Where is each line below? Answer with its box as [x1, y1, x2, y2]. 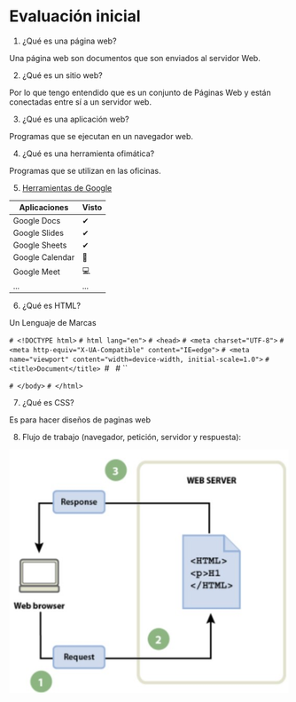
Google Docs [12, 215, 61, 225]
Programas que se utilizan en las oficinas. [9, 165, 161, 176]
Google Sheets [12, 240, 67, 250]
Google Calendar [12, 252, 75, 263]
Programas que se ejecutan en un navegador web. [9, 130, 193, 141]
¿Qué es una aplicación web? [21, 114, 130, 124]
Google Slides [12, 227, 65, 238]
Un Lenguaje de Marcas [9, 318, 97, 328]
